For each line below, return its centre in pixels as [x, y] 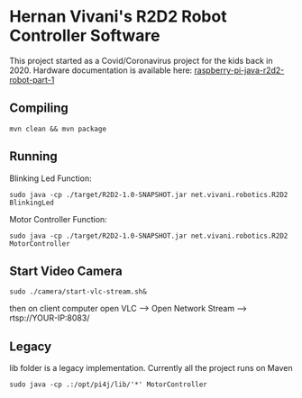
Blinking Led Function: [50, 178]
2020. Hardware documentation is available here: [101, 70]
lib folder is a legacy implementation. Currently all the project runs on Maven [151, 368]
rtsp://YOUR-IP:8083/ [50, 318]
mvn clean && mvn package [58, 129]
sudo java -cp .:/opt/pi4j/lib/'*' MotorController [108, 384]
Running [34, 156]
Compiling [39, 109]
